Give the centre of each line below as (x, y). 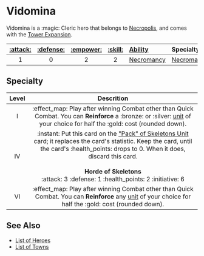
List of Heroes (33, 240)
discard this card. (113, 156)
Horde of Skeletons (113, 171)
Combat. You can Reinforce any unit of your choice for (113, 197)
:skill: (115, 49)
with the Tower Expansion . (39, 34)
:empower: (86, 49)
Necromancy (147, 59)
